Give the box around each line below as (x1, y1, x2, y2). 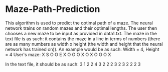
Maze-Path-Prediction (5, 3, 100, 15)
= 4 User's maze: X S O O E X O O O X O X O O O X (5, 51, 111, 58)
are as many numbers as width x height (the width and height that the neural (5, 41, 163, 47)
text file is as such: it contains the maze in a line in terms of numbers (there (5, 36, 160, 42)
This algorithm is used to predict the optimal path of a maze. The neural (5, 20, 153, 26)
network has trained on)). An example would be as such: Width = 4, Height (5, 46, 159, 52)
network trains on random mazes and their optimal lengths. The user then (5, 25, 157, 31)
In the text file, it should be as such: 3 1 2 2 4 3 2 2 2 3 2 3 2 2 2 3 (5, 61, 141, 67)
